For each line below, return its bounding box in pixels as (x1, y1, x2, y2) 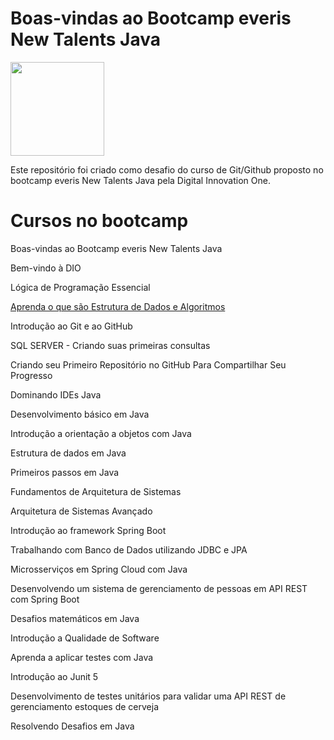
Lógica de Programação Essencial (10, 281, 151, 293)
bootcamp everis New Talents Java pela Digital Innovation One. (10, 174, 271, 186)
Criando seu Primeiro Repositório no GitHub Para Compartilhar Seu (10, 358, 287, 371)
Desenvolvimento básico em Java (10, 408, 150, 420)
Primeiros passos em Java (10, 466, 120, 478)
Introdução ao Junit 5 (10, 670, 99, 682)
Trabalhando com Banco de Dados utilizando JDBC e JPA (10, 543, 248, 556)
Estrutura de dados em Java (10, 447, 127, 459)
